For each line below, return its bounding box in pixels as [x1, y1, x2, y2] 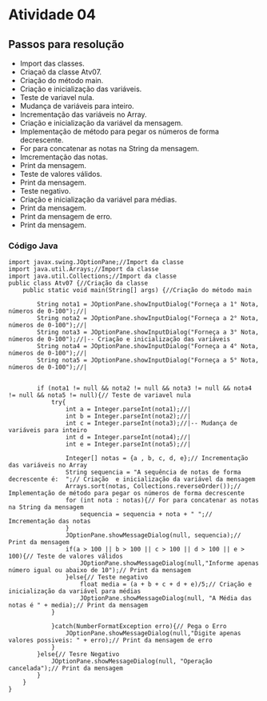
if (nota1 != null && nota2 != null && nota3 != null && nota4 [37, 384, 252, 393]
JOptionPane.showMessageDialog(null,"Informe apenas [79, 559, 260, 567]
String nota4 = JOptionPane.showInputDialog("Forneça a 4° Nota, [37, 342, 260, 350]
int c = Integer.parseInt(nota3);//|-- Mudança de [65, 419, 238, 427]
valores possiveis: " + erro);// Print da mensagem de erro [8, 636, 213, 645]
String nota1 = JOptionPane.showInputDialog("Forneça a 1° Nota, [37, 300, 260, 309]
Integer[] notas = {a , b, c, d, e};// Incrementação [65, 455, 249, 463]
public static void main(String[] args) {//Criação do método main [22, 286, 252, 294]
